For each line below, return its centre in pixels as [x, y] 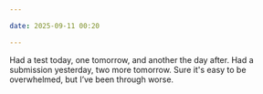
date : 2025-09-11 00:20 [55, 26]
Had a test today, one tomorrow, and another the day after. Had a [131, 59]
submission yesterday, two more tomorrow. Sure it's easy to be [128, 69]
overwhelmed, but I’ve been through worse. [92, 79]
